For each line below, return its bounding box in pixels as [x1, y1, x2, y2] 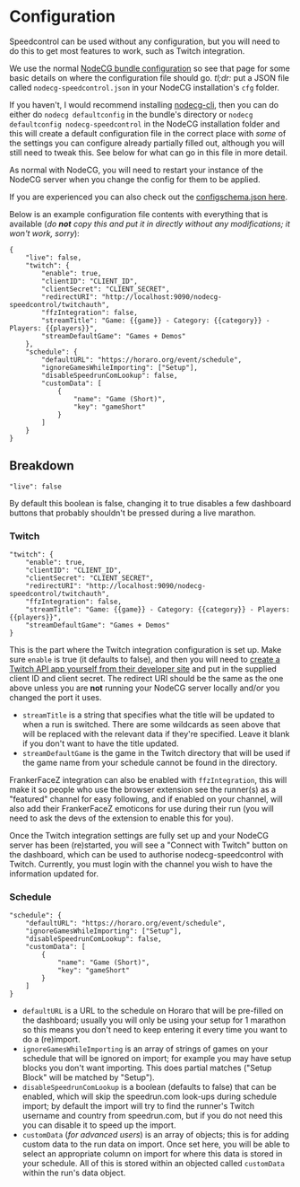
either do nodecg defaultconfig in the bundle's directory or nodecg [9, 109, 253, 119]
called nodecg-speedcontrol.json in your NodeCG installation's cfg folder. [9, 82, 280, 92]
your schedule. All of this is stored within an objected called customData [21, 1158, 285, 1169]
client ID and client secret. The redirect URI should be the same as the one [9, 673, 284, 684]
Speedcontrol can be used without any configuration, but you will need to [9, 36, 280, 47]
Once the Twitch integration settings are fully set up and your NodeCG [9, 831, 269, 841]
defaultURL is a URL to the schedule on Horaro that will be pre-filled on [21, 1006, 284, 1016]
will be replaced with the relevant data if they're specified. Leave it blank [21, 729, 290, 740]
